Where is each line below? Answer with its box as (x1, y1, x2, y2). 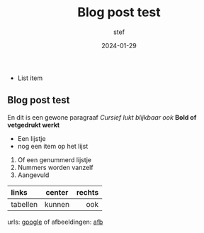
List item (17, 74, 43, 82)
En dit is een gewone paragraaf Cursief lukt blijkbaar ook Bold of (7, 113, 197, 121)
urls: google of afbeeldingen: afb (7, 217, 103, 226)
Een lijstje (17, 134, 46, 142)
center (45, 187, 69, 197)
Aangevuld (17, 171, 50, 179)
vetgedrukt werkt (7, 120, 60, 129)
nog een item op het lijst (17, 142, 89, 150)
